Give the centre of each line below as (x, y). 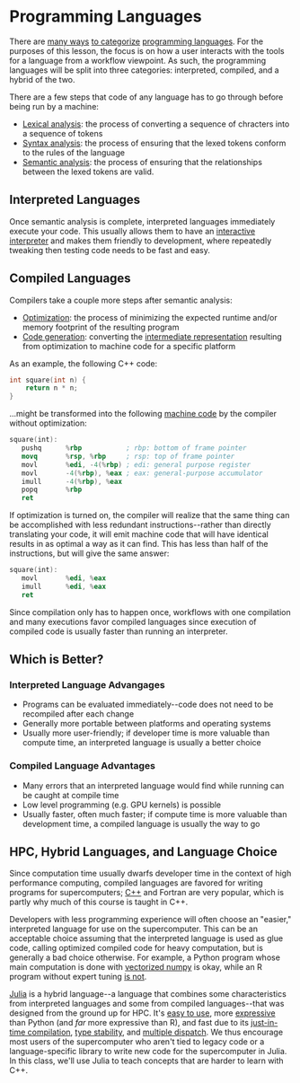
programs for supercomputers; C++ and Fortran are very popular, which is (147, 893)
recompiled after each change (78, 714)
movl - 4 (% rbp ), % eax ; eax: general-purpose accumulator (142, 473)
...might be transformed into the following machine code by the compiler (143, 414)
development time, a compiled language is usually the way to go (141, 823)
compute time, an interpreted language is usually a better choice (142, 743)
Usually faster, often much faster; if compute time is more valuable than (154, 814)
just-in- (264, 1023)
